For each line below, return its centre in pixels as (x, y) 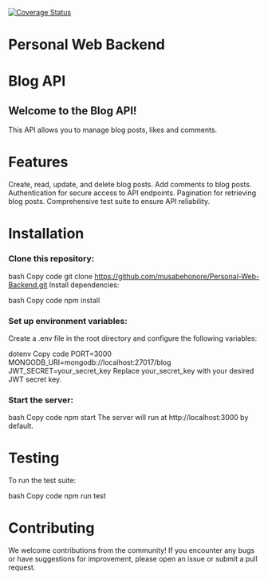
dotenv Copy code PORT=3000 (60, 354)
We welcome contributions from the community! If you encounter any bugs (132, 550)
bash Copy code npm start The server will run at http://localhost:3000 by (128, 418)
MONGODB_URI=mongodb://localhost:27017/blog (90, 362)
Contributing (51, 528)
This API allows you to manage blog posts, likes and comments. (113, 130)
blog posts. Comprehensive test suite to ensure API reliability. (109, 202)
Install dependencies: (84, 285)
